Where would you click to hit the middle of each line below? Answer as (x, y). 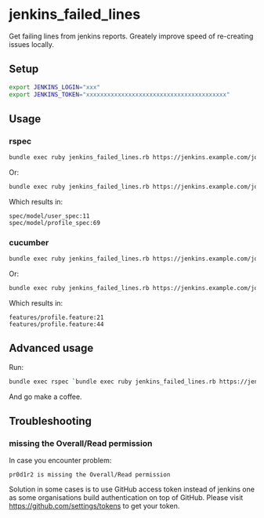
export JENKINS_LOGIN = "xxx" (55, 87)
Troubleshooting (51, 421)
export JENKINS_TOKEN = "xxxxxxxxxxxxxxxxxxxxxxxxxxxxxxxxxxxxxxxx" (119, 94)
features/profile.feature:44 (56, 324)
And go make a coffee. (45, 397)
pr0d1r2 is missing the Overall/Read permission (90, 475)
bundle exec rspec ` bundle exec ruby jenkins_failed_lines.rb (112, 382)
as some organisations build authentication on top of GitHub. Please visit (126, 498)
